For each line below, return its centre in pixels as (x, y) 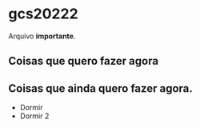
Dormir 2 (34, 116)
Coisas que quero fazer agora (83, 61)
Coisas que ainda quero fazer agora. (101, 88)
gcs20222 (43, 14)
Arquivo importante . (42, 36)
